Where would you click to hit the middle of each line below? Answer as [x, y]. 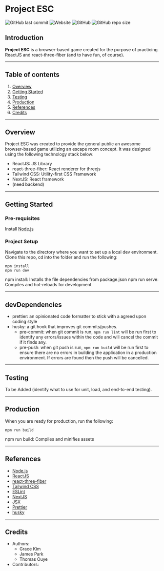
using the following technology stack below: [49, 154]
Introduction [24, 38]
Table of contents [32, 75]
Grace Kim [30, 549]
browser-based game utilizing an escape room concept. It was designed [78, 149]
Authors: [21, 544]
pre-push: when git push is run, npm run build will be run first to [84, 348]
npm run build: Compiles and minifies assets [50, 439]
